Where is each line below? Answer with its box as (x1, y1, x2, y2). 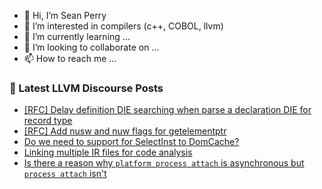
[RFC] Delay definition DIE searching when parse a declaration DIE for (23, 104, 312, 116)
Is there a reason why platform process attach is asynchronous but (23, 157, 305, 169)
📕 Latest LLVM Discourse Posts (9, 81, 164, 95)
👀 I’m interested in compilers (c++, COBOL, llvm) (23, 20, 224, 32)
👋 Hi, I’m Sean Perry (23, 10, 107, 21)
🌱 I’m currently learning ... (23, 31, 131, 42)
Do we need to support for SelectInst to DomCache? (23, 136, 240, 148)
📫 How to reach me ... (23, 53, 117, 64)
